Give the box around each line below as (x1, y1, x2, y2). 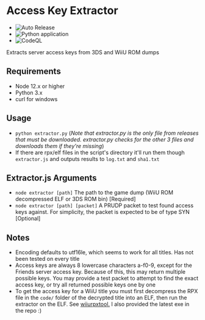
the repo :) (15, 307, 41, 315)
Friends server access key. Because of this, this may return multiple (15, 268, 186, 276)
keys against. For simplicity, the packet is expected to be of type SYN (15, 208, 190, 216)
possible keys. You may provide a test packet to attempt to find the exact (15, 275, 199, 282)
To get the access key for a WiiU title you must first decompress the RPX (15, 288, 198, 295)
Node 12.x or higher (15, 82, 65, 90)
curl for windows (15, 95, 58, 102)
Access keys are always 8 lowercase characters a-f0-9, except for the (15, 261, 192, 269)
